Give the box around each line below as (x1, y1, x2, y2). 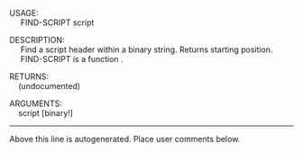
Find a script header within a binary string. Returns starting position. (20, 44, 273, 55)
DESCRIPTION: (9, 35, 65, 45)
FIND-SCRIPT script (20, 17, 95, 28)
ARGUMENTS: (9, 98, 63, 109)
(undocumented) (17, 81, 81, 91)
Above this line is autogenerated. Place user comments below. (9, 134, 241, 144)
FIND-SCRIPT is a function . (20, 54, 124, 64)
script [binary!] (17, 108, 74, 118)
